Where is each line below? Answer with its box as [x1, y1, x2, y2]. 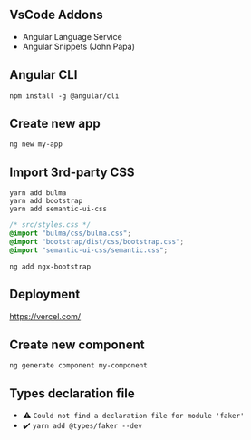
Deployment [9, 287, 81, 302]
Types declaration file [9, 386, 136, 401]
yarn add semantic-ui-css [9, 204, 107, 214]
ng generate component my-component [9, 361, 148, 370]
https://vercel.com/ [9, 310, 82, 321]
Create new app [9, 116, 101, 132]
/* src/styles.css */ [9, 220, 92, 230]
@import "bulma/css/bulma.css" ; [9, 229, 131, 239]
